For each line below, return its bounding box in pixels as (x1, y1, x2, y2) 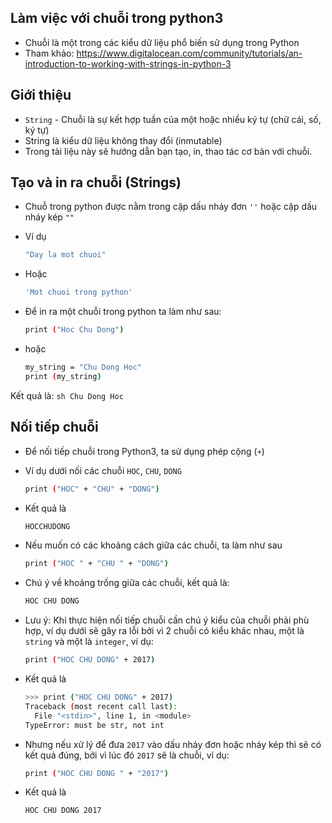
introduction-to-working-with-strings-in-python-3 (24, 57, 232, 70)
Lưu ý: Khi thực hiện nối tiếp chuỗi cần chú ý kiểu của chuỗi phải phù (24, 614, 310, 626)
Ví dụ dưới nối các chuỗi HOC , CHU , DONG (24, 464, 182, 476)
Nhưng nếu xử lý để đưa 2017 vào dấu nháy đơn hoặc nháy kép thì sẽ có (24, 738, 322, 750)
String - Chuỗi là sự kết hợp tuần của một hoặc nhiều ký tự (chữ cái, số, (24, 113, 322, 125)
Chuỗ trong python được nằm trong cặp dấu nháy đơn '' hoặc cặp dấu (24, 201, 318, 213)
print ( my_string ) (24, 371, 102, 381)
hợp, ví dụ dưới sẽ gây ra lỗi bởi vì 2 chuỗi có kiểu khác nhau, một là (24, 625, 305, 637)
